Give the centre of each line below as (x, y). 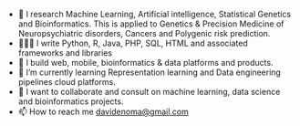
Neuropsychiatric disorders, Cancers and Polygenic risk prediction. (144, 33)
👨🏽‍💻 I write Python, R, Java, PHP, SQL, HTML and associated (133, 43)
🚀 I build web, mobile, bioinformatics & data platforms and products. (145, 63)
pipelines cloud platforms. (67, 82)
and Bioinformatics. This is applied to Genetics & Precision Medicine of (151, 24)
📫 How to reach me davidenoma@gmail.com (103, 111)
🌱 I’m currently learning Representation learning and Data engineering (149, 72)
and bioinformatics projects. (71, 101)
